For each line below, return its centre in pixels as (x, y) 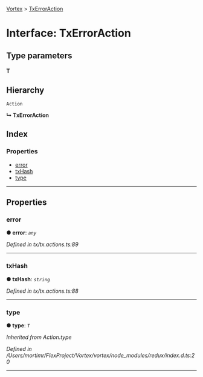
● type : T (18, 325)
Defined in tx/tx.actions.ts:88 (42, 291)
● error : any (21, 233)
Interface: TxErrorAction (69, 33)
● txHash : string (28, 279)
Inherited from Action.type (39, 337)
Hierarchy (25, 90)
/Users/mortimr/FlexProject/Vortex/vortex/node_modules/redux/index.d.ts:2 (101, 355)
